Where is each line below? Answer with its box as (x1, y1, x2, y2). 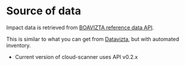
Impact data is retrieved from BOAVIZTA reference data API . (6, 24, 154, 31)
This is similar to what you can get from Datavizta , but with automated (6, 35, 180, 42)
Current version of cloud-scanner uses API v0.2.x (14, 53, 138, 60)
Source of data (6, 4, 81, 18)
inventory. (6, 42, 31, 49)
